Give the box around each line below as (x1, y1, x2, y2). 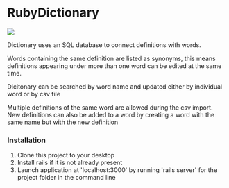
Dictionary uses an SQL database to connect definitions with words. (7, 40, 201, 49)
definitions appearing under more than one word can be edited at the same (7, 61, 222, 70)
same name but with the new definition (7, 118, 119, 126)
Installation (7, 135, 46, 145)
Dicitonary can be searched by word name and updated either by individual (7, 82, 223, 91)
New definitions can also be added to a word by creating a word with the (7, 110, 215, 119)
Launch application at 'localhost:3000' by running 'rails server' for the (17, 166, 217, 174)
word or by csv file (7, 89, 61, 98)
